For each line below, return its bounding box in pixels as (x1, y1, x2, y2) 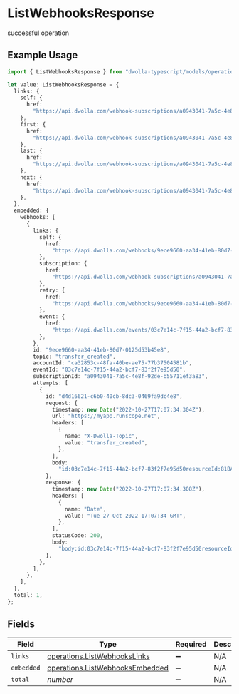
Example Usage (7, 49, 78, 61)
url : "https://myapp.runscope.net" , (52, 412, 161, 420)
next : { (20, 173, 43, 181)
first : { (20, 121, 46, 128)
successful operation (7, 29, 70, 37)
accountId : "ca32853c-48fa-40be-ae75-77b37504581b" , (33, 359, 193, 367)
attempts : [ (33, 379, 69, 387)
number (47, 674, 73, 684)
